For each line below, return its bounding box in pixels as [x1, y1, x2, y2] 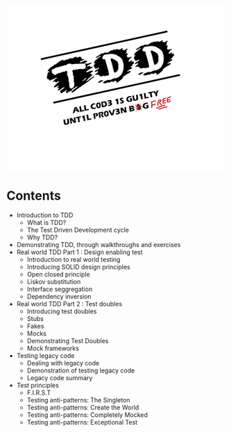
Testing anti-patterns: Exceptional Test [26, 418, 138, 426]
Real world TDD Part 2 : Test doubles [16, 299, 123, 308]
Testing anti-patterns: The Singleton [26, 395, 130, 404]
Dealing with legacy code [26, 359, 100, 367]
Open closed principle [26, 270, 91, 278]
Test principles [16, 381, 60, 389]
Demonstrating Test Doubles [26, 336, 109, 345]
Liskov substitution [26, 277, 81, 285]
